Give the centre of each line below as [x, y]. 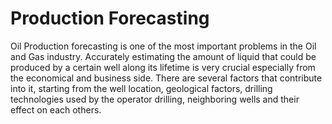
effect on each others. [56, 109]
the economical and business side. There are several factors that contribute [166, 78]
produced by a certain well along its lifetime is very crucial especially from [163, 67]
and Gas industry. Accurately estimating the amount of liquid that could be [163, 56]
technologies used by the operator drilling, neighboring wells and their [155, 99]
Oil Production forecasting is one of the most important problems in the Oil [163, 46]
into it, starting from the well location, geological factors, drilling [141, 88]
